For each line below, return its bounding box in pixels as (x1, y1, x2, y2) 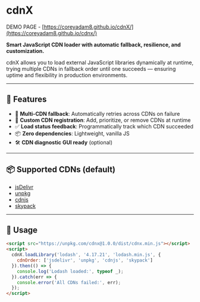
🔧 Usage (6, 225, 37, 235)
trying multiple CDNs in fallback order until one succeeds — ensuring (6, 65, 176, 72)
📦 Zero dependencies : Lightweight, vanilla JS (14, 130, 130, 137)
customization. (6, 47, 45, 54)
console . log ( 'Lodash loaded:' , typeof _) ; (17, 268, 124, 274)
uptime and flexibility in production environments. (6, 71, 128, 78)
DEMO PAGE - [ (6, 23, 45, 30)
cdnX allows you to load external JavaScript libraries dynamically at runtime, (6, 59, 194, 66)
